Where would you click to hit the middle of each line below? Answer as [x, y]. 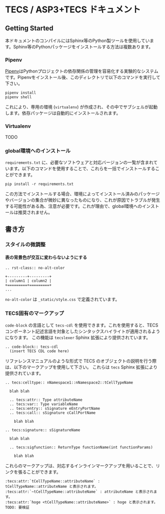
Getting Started [29, 28]
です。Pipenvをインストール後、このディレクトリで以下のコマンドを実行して [83, 77]
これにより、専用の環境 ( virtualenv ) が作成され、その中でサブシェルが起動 [81, 107]
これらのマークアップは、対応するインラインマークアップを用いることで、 [81, 466]
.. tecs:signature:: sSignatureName [43, 430]
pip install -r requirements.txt [39, 184]
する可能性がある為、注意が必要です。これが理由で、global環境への [74, 206]
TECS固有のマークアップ [34, 313]
